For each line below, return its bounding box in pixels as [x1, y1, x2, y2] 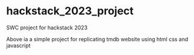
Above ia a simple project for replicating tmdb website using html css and [6, 35, 189, 42]
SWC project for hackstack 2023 [6, 24, 88, 31]
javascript [6, 42, 31, 49]
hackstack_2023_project [6, 4, 134, 18]
